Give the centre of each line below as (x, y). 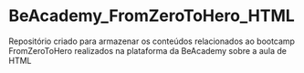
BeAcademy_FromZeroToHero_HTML (152, 16)
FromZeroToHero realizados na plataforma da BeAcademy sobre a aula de (147, 50)
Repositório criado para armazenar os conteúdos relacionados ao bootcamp (152, 41)
